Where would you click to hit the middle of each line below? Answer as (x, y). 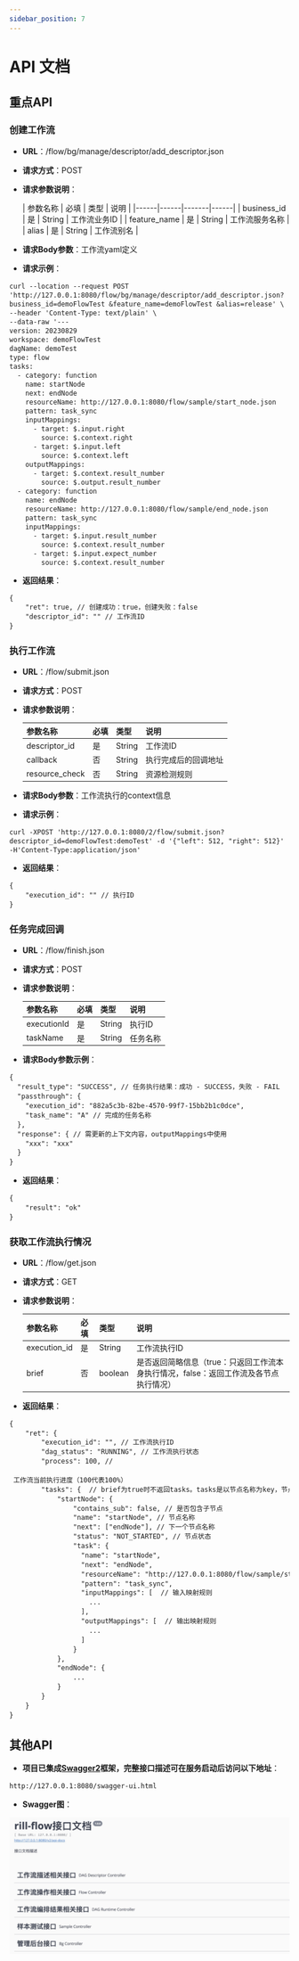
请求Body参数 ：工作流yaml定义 (80, 249)
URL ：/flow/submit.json (65, 672)
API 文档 (40, 66)
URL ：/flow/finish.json (63, 950)
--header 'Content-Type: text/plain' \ (83, 313)
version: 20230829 (43, 331)
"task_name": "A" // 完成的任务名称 (89, 1115)
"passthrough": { (49, 1096)
